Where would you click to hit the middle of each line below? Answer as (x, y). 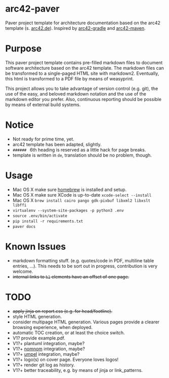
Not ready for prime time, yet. (43, 139)
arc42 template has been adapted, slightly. (57, 144)
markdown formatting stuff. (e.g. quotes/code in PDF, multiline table (83, 260)
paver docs (24, 226)
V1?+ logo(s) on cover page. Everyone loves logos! (66, 359)
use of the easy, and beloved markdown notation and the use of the (76, 93)
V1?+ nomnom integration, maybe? (49, 349)
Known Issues (36, 246)
